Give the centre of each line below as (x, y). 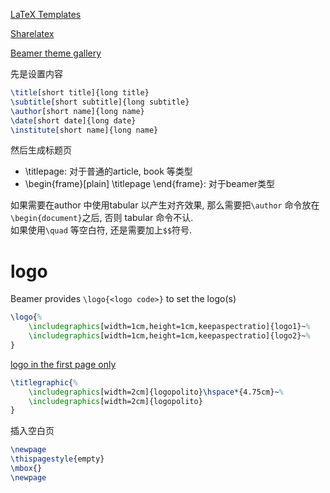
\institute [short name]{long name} (84, 130)
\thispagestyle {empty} (57, 459)
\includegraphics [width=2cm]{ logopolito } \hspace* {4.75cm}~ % (156, 392)
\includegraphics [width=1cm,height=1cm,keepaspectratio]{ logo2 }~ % (169, 336)
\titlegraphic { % (44, 382)
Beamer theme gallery (56, 53)
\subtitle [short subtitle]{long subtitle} (100, 102)
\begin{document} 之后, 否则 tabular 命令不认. (102, 218)
